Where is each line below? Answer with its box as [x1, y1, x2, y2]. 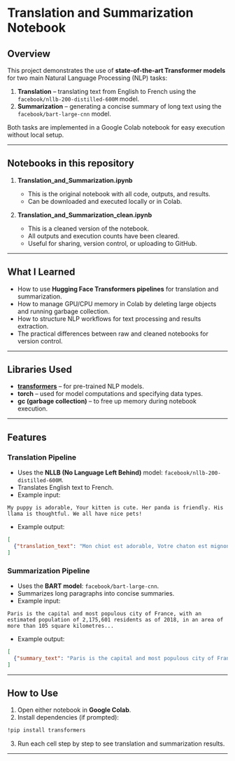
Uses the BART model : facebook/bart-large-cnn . [17, 582, 159, 590]
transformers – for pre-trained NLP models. [17, 382, 145, 390]
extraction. [17, 322, 49, 330]
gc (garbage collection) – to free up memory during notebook [17, 397, 197, 406]
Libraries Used [7, 364, 72, 376]
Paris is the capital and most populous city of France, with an [7, 610, 201, 617]
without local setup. [7, 131, 64, 139]
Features [7, 431, 47, 443]
